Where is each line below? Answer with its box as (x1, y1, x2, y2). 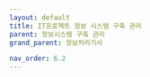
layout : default (9, 13, 70, 22)
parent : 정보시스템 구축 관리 (9, 30, 106, 38)
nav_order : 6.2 (9, 55, 66, 64)
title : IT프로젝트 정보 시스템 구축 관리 (9, 21, 142, 30)
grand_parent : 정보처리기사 (9, 38, 103, 47)
